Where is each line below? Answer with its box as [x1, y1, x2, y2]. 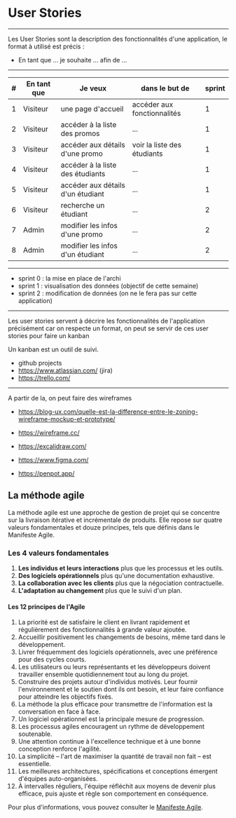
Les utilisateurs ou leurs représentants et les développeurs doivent [18, 663, 211, 671]
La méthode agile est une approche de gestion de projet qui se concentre [8, 508, 220, 516]
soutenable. [18, 730, 53, 738]
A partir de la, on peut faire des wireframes [8, 394, 132, 402]
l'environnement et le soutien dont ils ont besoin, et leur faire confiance [18, 685, 224, 694]
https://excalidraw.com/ [18, 442, 87, 450]
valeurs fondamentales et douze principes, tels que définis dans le [8, 523, 200, 531]
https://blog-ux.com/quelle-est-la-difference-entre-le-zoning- [18, 407, 198, 415]
